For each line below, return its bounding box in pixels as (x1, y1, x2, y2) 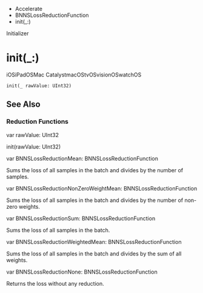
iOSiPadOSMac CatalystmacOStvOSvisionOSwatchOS (6, 71, 142, 78)
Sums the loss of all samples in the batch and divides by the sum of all (6, 250, 182, 257)
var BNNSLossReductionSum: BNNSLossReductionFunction (6, 215, 156, 222)
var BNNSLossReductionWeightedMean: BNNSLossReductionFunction (6, 238, 182, 245)
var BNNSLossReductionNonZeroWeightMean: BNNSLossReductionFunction (6, 184, 198, 192)
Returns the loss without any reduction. (6, 280, 104, 287)
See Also (6, 99, 41, 110)
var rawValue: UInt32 (6, 131, 59, 138)
